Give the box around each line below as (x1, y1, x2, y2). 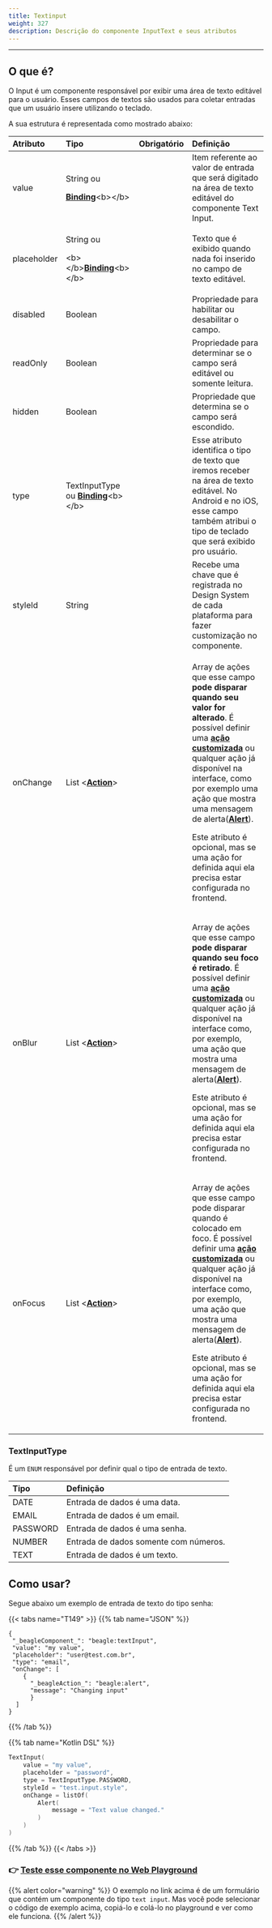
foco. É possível (191, 1233, 253, 1244)
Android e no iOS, (191, 495, 259, 507)
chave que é (191, 569, 239, 580)
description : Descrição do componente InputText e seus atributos (8, 27, 237, 35)
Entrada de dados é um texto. (66, 1550, 178, 1561)
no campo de (191, 263, 243, 275)
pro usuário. (191, 546, 238, 558)
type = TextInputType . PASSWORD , (23, 1776, 132, 1784)
